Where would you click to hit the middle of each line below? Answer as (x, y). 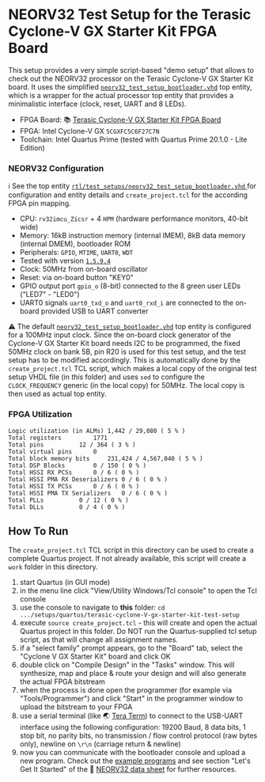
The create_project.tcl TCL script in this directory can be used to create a (131, 550)
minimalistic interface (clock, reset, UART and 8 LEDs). (97, 104)
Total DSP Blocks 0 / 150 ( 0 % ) (78, 465)
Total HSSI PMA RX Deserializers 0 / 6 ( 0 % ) (88, 479)
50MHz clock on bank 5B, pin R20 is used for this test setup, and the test (127, 352)
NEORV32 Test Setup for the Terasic (130, 15)
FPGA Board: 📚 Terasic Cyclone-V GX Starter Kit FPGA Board (120, 120)
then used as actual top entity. (57, 394)
